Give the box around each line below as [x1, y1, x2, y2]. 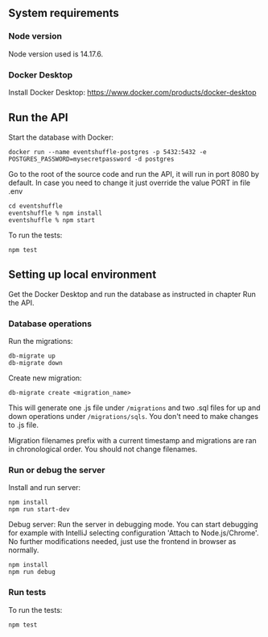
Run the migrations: [8, 336, 73, 346]
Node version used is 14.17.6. [8, 48, 103, 59]
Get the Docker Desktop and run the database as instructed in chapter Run [8, 289, 256, 299]
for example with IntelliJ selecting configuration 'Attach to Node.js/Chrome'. [8, 528, 259, 538]
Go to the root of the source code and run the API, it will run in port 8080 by [8, 169, 260, 178]
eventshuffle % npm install [8, 209, 103, 217]
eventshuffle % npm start [8, 216, 95, 224]
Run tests [8, 587, 47, 598]
